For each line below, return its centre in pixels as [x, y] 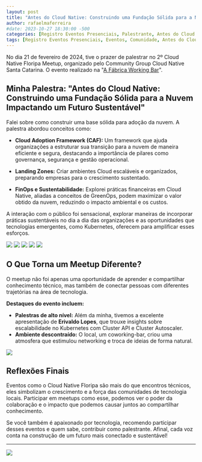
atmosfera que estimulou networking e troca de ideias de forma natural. [104, 341]
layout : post [23, 12]
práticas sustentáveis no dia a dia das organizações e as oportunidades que [100, 220]
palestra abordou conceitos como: [49, 128]
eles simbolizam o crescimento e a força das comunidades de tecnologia [96, 392]
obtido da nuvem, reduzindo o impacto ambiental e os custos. [91, 202]
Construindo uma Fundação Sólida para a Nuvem [100, 98]
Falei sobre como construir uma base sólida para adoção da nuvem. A [93, 122]
